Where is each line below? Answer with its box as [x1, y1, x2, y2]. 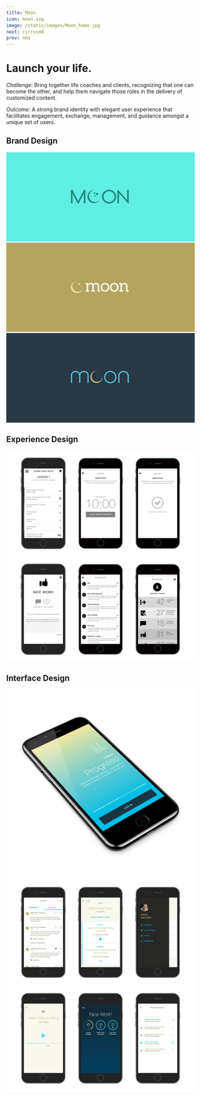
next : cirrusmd [6, 29, 44, 35]
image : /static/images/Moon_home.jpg [6, 22, 100, 28]
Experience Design [6, 434, 78, 444]
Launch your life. [6, 62, 92, 75]
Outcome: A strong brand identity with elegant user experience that [6, 106, 172, 113]
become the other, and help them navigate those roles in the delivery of [6, 88, 182, 95]
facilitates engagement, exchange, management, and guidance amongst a [6, 112, 189, 119]
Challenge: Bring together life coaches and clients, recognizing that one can [6, 82, 194, 89]
